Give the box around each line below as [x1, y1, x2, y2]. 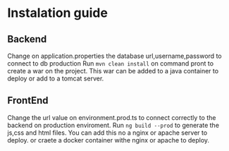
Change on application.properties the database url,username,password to [7, 52, 222, 60]
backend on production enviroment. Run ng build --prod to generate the [7, 121, 220, 129]
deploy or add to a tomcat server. [7, 74, 104, 83]
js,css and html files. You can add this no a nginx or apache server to [7, 128, 208, 137]
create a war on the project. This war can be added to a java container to [7, 67, 219, 75]
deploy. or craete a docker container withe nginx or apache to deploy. [7, 135, 210, 144]
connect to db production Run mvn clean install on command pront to [7, 59, 213, 68]
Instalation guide [7, 5, 108, 21]
